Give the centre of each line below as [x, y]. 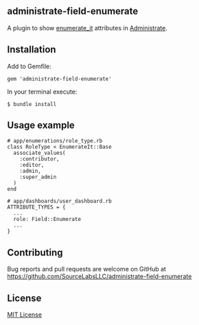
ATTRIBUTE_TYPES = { [37, 207]
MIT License [25, 315]
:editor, [32, 165]
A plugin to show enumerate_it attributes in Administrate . [87, 28]
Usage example [41, 126]
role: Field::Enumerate [47, 220]
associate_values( [40, 153]
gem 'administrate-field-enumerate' [59, 78]
